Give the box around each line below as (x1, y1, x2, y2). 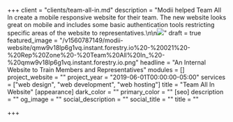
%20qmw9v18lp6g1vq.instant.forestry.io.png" (7, 58, 139, 67)
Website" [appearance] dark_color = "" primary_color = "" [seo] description (7, 88, 224, 96)
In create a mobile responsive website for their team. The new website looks (7, 13, 227, 21)
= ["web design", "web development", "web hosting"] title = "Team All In (7, 80, 215, 89)
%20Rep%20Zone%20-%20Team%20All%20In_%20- (7, 51, 165, 59)
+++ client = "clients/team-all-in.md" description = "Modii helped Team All (7, 6, 222, 14)
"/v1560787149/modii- (59, 36, 123, 44)
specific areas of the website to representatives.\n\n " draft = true (7, 29, 202, 37)
